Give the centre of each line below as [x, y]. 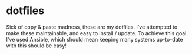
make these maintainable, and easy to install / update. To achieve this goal [96, 33]
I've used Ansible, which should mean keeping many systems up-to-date [95, 39]
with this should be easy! [36, 46]
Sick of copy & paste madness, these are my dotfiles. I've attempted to [92, 27]
